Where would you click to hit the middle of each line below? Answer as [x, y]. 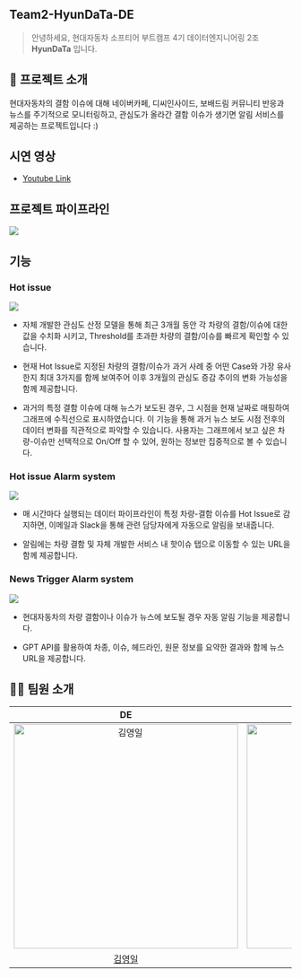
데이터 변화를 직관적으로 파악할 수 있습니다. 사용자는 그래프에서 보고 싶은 [149, 430]
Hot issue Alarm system [63, 476]
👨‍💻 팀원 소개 [42, 689]
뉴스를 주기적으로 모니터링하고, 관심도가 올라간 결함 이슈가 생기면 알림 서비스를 [147, 114]
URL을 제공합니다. [54, 658]
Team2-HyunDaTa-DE [72, 15]
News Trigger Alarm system [72, 580]
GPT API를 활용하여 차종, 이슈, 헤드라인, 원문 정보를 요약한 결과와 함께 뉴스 [153, 647]
